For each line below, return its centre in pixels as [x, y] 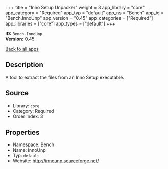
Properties [22, 132]
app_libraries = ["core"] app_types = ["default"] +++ [61, 23]
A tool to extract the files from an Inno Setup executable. [65, 77]
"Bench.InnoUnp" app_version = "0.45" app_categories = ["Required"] [79, 18]
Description [24, 65]
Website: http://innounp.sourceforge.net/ [56, 161]
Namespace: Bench [33, 144]
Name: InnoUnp [29, 150]
